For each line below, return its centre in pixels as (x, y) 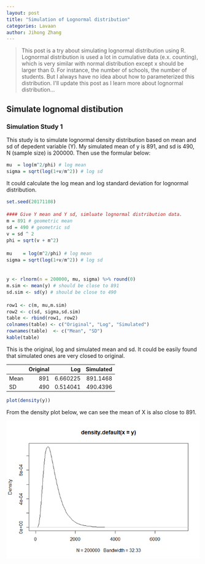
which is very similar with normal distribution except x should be (102, 64)
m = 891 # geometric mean (39, 221)
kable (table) (23, 338)
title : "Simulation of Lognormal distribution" (68, 19)
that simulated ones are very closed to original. (66, 355)
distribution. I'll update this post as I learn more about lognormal (102, 83)
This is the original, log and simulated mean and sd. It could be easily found (102, 349)
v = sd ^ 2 (20, 234)
